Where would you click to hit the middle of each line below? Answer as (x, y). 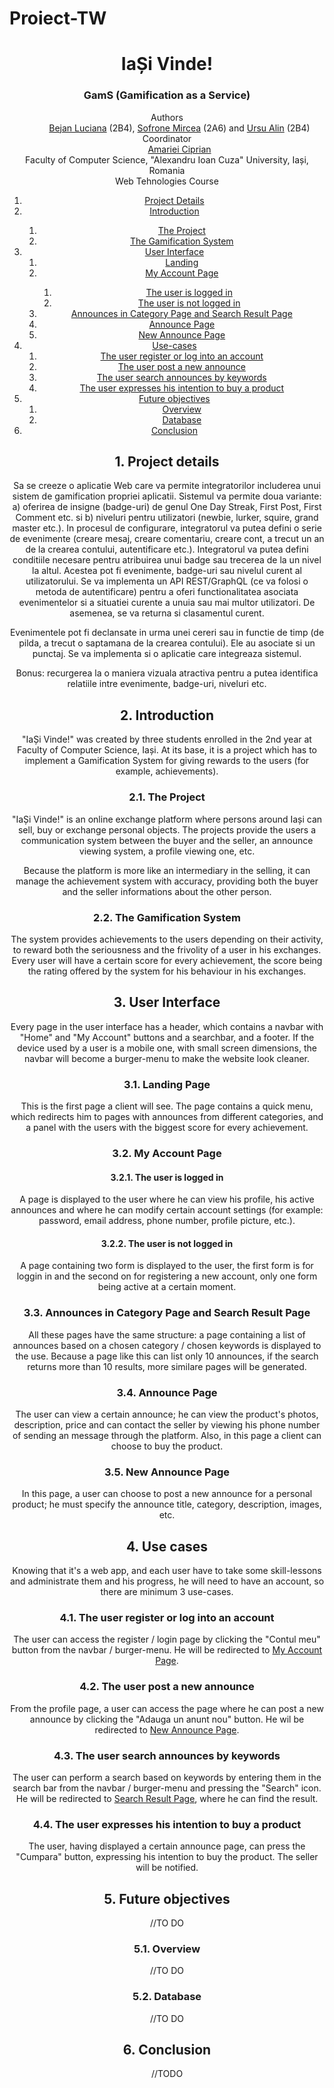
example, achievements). (167, 771)
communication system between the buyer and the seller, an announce (167, 840)
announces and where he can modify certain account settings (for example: (167, 1210)
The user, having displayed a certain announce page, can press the (167, 1846)
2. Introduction (167, 715)
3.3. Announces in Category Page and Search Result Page (167, 1313)
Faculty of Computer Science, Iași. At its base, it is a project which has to (167, 750)
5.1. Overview (167, 1949)
